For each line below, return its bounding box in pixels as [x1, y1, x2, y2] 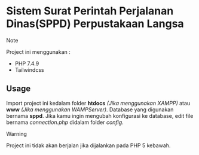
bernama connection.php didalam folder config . [6, 118, 124, 126]
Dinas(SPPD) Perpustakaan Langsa [6, 17, 184, 31]
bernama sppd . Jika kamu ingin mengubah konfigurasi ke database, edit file [6, 112, 194, 119]
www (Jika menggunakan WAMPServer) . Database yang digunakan [6, 106, 174, 113]
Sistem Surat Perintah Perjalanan [6, 4, 174, 18]
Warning [6, 130, 27, 137]
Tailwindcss [14, 66, 44, 73]
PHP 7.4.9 [14, 60, 39, 67]
